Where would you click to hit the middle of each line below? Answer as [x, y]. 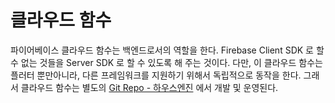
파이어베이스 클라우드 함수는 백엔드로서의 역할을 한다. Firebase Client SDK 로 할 [167, 50]
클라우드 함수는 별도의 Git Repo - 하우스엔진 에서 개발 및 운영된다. [149, 87]
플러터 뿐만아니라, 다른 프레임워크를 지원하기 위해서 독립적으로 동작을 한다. [156, 75]
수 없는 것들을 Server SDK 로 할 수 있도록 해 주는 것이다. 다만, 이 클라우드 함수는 [166, 62]
